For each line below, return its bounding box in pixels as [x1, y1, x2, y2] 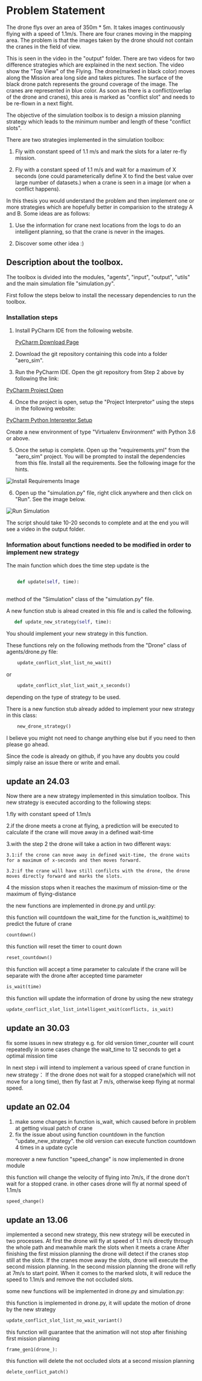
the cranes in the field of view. [6, 43, 81, 50]
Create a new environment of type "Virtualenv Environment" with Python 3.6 [6, 428, 196, 436]
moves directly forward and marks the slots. [6, 873, 122, 880]
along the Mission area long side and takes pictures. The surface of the [6, 74, 183, 81]
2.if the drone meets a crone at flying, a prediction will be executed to [6, 822, 179, 829]
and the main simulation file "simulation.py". [6, 280, 115, 287]
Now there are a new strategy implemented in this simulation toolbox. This [6, 793, 191, 800]
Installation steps [6, 313, 58, 321]
